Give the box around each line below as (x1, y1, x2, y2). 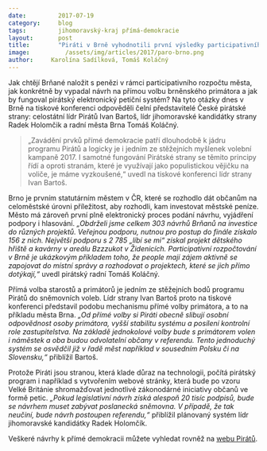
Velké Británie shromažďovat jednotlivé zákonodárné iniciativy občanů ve (8, 384, 249, 394)
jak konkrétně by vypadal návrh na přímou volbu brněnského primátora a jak (8, 86, 258, 95)
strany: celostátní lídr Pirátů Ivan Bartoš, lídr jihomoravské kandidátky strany (8, 111, 257, 121)
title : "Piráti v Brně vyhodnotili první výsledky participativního (8, 41, 265, 49)
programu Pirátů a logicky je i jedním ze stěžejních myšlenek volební (27, 144, 252, 154)
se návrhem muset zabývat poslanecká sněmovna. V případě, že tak (8, 401, 234, 410)
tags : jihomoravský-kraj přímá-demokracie (8, 26, 180, 34)
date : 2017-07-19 (8, 11, 94, 20)
